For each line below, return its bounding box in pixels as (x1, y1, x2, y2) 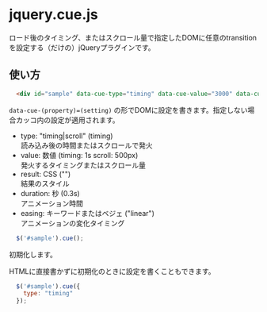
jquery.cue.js (9, 6, 98, 24)
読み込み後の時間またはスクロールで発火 (20, 141, 153, 150)
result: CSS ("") (20, 169, 71, 179)
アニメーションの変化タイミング (20, 218, 125, 228)
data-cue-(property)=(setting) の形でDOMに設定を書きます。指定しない (9, 105, 248, 114)
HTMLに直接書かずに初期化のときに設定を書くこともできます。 (9, 266, 216, 275)
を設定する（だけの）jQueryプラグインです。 (9, 42, 155, 52)
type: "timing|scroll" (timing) (20, 131, 113, 141)
